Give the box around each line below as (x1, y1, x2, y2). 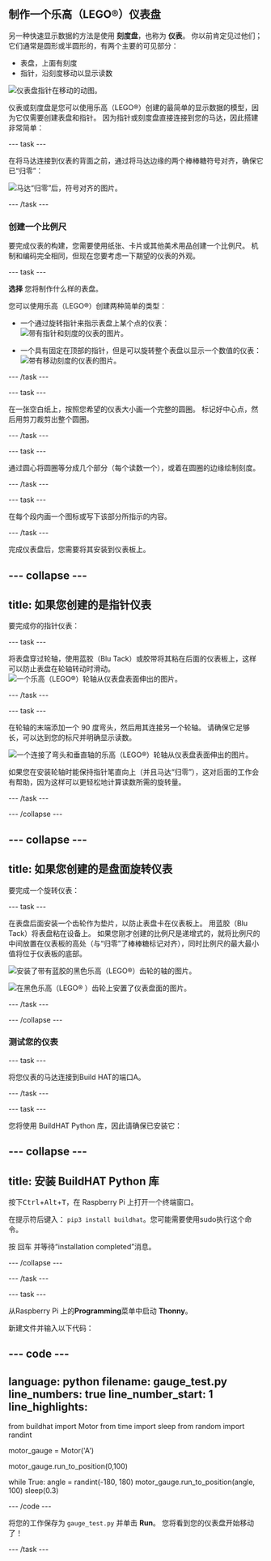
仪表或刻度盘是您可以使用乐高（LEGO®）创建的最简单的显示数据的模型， (8, 102, 252, 112)
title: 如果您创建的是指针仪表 (8, 598, 152, 611)
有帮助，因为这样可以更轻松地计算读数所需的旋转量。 (8, 777, 186, 787)
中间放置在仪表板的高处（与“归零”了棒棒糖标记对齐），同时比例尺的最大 (8, 938, 245, 948)
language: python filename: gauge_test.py (8, 1375, 228, 1389)
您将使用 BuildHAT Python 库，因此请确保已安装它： (8, 1121, 183, 1130)
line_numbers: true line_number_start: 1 (8, 1387, 214, 1401)
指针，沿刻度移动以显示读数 (19, 68, 113, 78)
